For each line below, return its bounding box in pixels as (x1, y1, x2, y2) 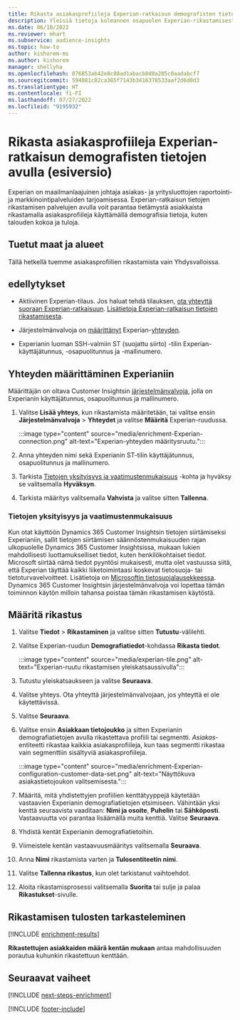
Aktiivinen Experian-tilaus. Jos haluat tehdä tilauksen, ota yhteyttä (18, 297, 213, 306)
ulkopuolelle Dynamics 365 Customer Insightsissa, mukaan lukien (8, 543, 200, 551)
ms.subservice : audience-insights (8, 37, 111, 44)
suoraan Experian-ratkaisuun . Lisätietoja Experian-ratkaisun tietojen (18, 304, 218, 313)
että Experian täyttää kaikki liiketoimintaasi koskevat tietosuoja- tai (8, 566, 202, 574)
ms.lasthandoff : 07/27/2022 (8, 97, 92, 104)
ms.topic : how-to (8, 43, 60, 51)
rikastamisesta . (18, 312, 63, 321)
